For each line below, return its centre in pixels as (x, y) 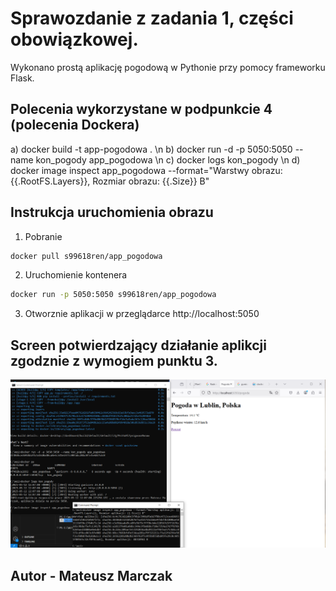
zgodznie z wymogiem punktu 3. (114, 360)
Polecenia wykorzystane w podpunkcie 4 (141, 109)
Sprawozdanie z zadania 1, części (152, 18)
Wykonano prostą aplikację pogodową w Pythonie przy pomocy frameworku (168, 67)
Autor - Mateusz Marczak (91, 575)
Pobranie (43, 236)
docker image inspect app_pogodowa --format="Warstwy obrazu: (146, 170)
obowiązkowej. (74, 39)
